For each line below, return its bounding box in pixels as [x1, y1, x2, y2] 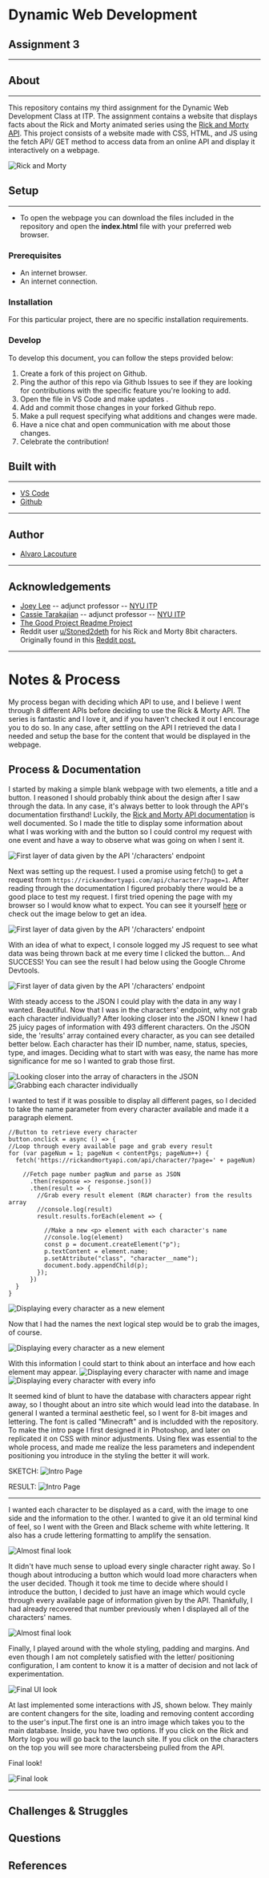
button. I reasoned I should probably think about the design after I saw [8, 792, 240, 802]
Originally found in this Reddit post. [19, 635, 136, 644]
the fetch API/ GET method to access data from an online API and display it [8, 136, 255, 146]
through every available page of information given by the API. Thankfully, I [8, 1595, 253, 1605]
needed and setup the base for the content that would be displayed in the [8, 731, 251, 740]
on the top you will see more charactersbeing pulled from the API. [8, 1743, 226, 1752]
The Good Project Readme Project [19, 618, 133, 627]
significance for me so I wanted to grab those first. [8, 1056, 175, 1066]
